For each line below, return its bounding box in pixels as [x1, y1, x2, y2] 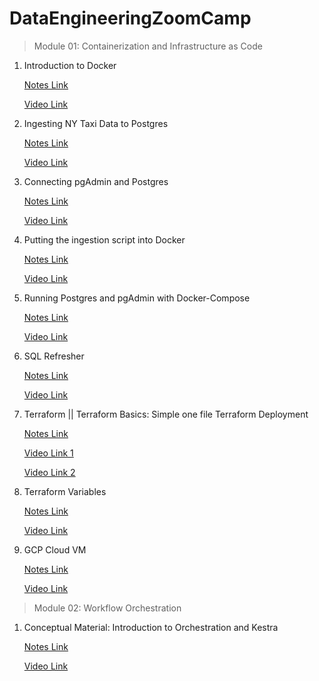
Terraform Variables [23, 485, 107, 497]
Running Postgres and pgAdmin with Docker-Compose [23, 292, 251, 304]
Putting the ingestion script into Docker [23, 233, 186, 246]
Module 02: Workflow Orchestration [33, 602, 182, 614]
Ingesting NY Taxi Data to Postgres [23, 117, 169, 129]
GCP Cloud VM [23, 543, 87, 556]
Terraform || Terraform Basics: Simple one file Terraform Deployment [23, 408, 309, 420]
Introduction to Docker [23, 59, 117, 71]
